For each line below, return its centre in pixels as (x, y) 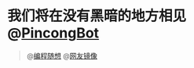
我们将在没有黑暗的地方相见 (97, 16)
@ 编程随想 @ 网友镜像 (62, 55)
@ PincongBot (53, 33)
